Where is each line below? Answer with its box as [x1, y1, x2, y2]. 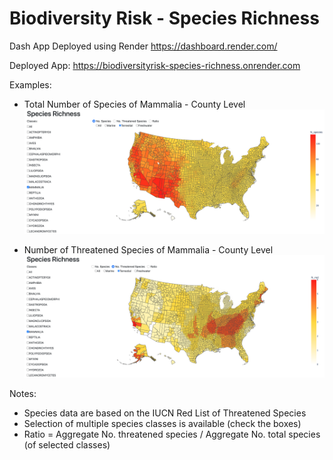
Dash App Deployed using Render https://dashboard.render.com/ [9, 40, 278, 52]
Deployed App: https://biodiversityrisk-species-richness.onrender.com [9, 59, 301, 71]
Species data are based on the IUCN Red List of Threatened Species [23, 407, 307, 419]
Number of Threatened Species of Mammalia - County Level [23, 243, 274, 256]
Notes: [9, 387, 37, 399]
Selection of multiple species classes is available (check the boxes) [23, 417, 302, 429]
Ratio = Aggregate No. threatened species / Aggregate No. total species [23, 428, 321, 440]
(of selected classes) [23, 438, 111, 451]
